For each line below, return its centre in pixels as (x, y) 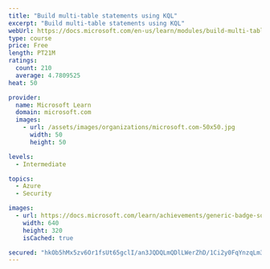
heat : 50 (23, 83)
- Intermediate (41, 164)
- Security (34, 194)
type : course (30, 38)
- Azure (29, 186)
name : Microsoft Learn (53, 105)
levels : (21, 157)
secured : (23, 253)
